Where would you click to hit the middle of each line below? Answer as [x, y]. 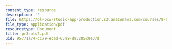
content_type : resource [31, 10]
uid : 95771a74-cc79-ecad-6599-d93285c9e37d [52, 39]
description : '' [23, 15]
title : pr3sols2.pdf [27, 34]
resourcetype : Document [31, 29]
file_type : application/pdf [35, 24]
